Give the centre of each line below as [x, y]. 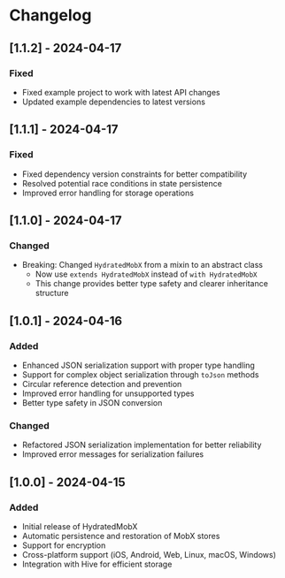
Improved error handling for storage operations [108, 193]
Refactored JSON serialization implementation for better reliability [142, 445]
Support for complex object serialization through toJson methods [140, 374]
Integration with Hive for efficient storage [97, 564]
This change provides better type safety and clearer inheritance [151, 284]
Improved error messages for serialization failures [113, 454]
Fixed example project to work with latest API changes [121, 92]
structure [52, 293]
